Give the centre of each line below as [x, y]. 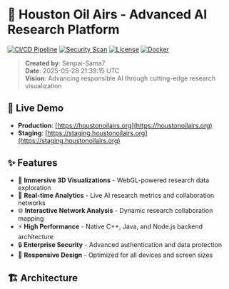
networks [32, 203]
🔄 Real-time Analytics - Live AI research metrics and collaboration [116, 195]
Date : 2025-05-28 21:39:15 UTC [72, 70]
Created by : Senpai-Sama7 [65, 63]
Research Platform [63, 30]
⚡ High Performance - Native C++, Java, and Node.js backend [110, 226]
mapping [31, 218]
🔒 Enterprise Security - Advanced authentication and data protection [120, 244]
